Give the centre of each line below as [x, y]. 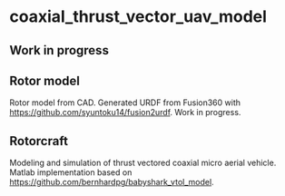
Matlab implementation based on [71, 172]
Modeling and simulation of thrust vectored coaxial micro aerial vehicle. [143, 163]
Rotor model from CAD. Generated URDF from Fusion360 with [125, 103]
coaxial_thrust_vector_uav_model [138, 17]
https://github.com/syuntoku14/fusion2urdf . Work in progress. [125, 113]
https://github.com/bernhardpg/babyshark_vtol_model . [112, 182]
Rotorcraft [39, 141]
